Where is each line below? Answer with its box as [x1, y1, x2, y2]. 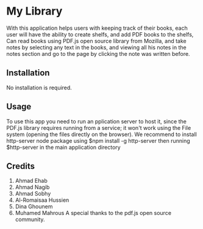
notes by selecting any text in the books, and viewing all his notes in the [6, 44, 187, 51]
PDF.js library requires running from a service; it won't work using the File [6, 124, 191, 131]
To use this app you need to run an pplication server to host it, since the [6, 117, 187, 125]
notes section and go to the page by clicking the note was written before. [6, 50, 190, 57]
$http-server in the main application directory [6, 143, 121, 151]
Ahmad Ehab [15, 177, 48, 185]
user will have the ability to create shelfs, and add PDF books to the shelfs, [6, 30, 194, 38]
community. [15, 216, 45, 223]
